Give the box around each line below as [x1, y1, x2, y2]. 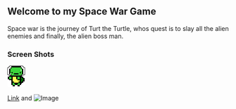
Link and [7, 94, 32, 103]
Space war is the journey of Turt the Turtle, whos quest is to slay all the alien [7, 24, 229, 32]
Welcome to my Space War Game [7, 6, 156, 18]
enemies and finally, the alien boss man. [7, 32, 124, 40]
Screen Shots [7, 49, 55, 59]
